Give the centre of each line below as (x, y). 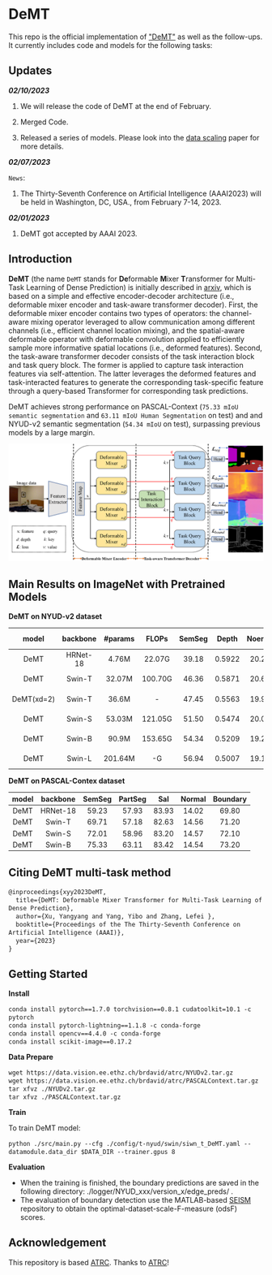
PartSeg (133, 799)
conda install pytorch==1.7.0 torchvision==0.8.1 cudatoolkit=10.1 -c (130, 1009)
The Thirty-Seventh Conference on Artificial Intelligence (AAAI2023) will (140, 193)
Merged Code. (44, 122)
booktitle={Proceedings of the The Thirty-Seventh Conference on (128, 925)
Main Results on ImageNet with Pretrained (117, 584)
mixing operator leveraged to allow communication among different (143, 322)
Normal (193, 799)
